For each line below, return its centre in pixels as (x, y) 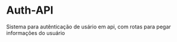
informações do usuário (36, 33)
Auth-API (30, 10)
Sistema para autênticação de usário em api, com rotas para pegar (88, 27)
